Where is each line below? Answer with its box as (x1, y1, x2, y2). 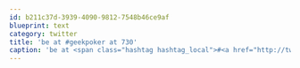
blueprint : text (9, 21, 70, 30)
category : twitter (9, 29, 78, 38)
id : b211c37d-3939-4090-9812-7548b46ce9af (9, 12, 170, 22)
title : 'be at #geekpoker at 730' (9, 37, 138, 47)
